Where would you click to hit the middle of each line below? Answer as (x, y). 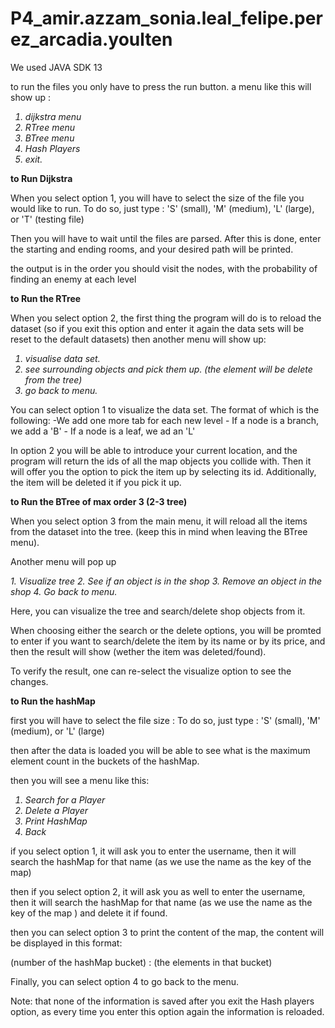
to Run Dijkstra (41, 178)
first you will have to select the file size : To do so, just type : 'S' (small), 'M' (165, 720)
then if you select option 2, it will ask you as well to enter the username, (158, 891)
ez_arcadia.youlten (91, 39)
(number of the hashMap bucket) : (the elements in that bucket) (141, 962)
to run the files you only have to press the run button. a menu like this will (161, 86)
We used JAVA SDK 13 (56, 67)
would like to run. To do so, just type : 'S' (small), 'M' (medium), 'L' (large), (162, 208)
